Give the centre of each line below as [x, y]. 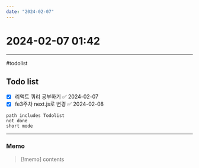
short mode [20, 126]
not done [17, 121]
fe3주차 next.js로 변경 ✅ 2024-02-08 [59, 104]
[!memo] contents [42, 159]
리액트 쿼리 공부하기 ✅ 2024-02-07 [57, 97]
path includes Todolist [36, 115]
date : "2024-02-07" [30, 12]
